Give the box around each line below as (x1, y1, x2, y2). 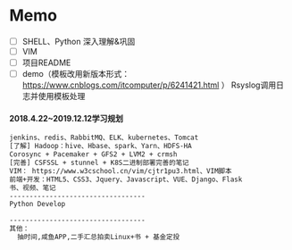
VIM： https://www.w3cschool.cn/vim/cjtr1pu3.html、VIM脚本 (9, 166, 232, 175)
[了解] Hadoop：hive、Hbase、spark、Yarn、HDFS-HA (9, 142, 192, 151)
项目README (21, 57, 71, 68)
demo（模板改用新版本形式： (21, 69, 130, 79)
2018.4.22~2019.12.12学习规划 (9, 112, 123, 123)
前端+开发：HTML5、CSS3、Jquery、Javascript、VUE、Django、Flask (9, 175, 243, 184)
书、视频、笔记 (9, 183, 56, 192)
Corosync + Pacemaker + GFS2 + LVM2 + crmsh (9, 150, 178, 159)
